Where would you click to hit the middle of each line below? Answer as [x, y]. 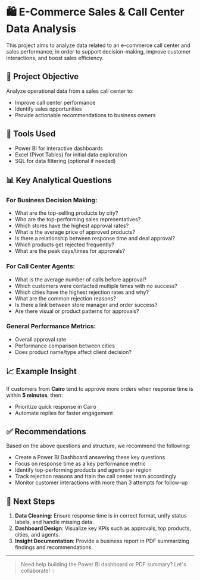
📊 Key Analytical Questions [59, 180]
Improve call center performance [55, 102]
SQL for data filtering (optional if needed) [65, 161]
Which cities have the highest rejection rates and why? [82, 292]
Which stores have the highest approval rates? [72, 226]
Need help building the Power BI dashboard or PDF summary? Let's [103, 565]
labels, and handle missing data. [54, 522]
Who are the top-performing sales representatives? [78, 220]
